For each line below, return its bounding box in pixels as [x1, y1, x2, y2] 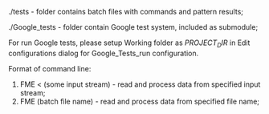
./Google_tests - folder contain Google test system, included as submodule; [8, 22, 259, 31]
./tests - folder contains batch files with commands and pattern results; [8, 7, 243, 16]
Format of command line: [8, 63, 92, 73]
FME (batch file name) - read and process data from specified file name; [19, 96, 259, 106]
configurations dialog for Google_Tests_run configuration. [8, 48, 199, 58]
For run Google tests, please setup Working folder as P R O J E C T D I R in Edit [8, 38, 251, 49]
